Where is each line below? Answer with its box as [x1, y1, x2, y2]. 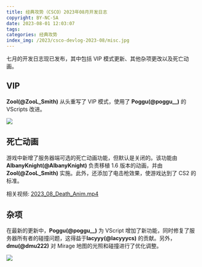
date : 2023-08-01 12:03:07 [6, 20, 75, 26]
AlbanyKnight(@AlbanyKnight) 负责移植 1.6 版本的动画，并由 [6, 162, 163, 169]
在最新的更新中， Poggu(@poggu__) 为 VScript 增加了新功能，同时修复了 [6, 227, 190, 235]
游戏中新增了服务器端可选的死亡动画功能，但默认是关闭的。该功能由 [6, 154, 178, 161]
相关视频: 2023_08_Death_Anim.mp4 [6, 190, 99, 197]
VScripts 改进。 [6, 105, 46, 113]
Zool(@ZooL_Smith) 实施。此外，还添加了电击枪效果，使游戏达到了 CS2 [6, 169, 190, 176]
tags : [6, 26, 20, 32]
